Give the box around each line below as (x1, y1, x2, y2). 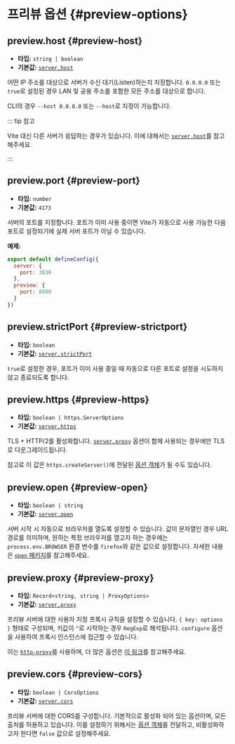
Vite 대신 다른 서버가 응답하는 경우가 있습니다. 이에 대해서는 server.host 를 (7, 131, 212, 140)
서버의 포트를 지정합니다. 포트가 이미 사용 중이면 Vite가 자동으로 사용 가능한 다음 (7, 218, 227, 226)
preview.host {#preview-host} (7, 34, 142, 46)
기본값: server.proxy (17, 600, 76, 608)
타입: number (17, 194, 53, 202)
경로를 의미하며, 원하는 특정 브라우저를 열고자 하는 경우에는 (7, 533, 168, 542)
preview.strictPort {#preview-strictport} (7, 321, 188, 333)
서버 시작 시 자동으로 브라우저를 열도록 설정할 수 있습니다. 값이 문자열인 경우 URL (7, 525, 229, 533)
